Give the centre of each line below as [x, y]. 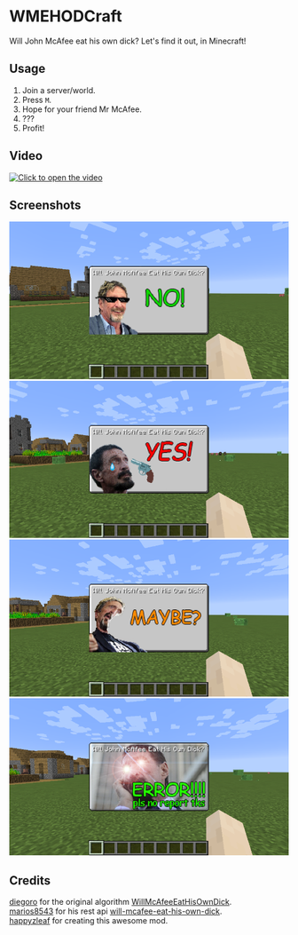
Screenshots [45, 205]
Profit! [33, 128]
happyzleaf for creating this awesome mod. [89, 921]
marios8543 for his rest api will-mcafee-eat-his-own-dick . [116, 911]
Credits [30, 880]
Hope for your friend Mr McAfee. [82, 109]
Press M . [36, 99]
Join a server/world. [59, 90]
